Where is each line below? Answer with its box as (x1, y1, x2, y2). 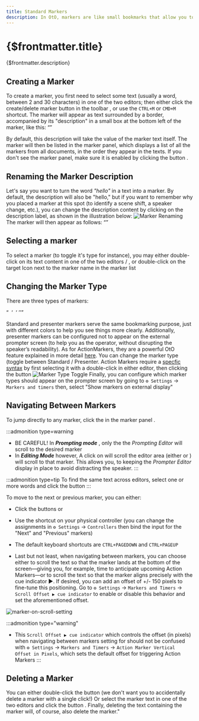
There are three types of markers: (6, 297, 89, 304)
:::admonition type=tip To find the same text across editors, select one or (6, 476, 184, 483)
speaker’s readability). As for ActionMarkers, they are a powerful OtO (6, 345, 175, 352)
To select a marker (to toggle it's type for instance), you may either (6, 252, 169, 259)
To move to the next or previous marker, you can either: (6, 494, 142, 501)
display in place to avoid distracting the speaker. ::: (14, 464, 139, 472)
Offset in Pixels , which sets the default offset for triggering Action (14, 650, 181, 657)
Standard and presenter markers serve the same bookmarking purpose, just (6, 320, 191, 327)
